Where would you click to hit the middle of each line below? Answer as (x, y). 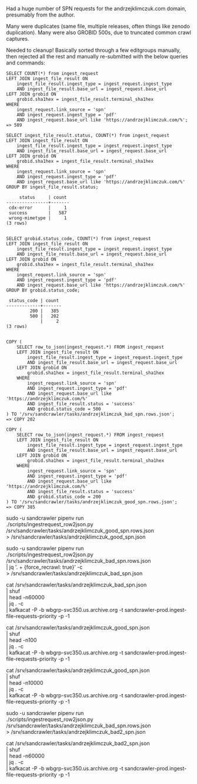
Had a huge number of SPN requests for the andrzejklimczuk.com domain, (96, 9)
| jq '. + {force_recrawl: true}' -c (44, 567)
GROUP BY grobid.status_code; (43, 290)
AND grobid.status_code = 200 (64, 497)
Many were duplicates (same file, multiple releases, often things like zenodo (98, 26)
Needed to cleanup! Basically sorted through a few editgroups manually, (94, 50)
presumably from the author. (41, 15)
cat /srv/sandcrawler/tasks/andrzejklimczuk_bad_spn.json (76, 585)
